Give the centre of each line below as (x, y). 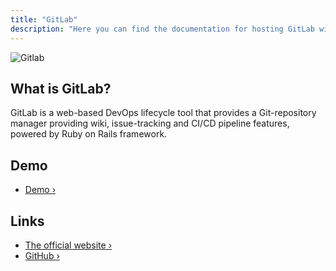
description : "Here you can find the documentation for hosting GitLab (162, 29)
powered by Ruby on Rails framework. (89, 134)
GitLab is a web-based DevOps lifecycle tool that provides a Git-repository (163, 113)
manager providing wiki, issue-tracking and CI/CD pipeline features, (150, 123)
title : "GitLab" (44, 19)
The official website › (68, 245)
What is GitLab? (61, 88)
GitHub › (42, 255)
